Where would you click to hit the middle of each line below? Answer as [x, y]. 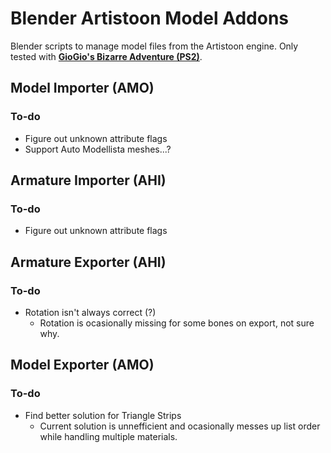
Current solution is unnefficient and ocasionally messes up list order [180, 426]
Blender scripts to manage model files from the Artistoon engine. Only [154, 46]
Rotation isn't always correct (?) [90, 312]
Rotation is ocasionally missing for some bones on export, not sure [177, 323]
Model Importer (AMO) [82, 88]
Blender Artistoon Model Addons [150, 18]
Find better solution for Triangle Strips [103, 415]
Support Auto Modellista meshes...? [98, 149]
